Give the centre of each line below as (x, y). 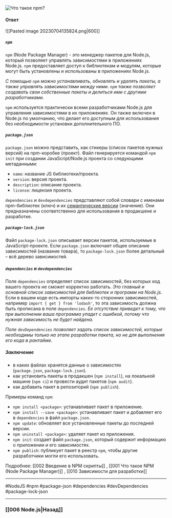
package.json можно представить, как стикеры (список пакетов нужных (84, 148)
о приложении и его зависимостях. (51, 445)
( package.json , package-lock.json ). (50, 371)
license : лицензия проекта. (42, 190)
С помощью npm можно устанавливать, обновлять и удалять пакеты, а (83, 81)
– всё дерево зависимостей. (36, 257)
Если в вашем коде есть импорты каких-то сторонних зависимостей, (81, 298)
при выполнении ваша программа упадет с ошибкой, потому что (77, 314)
